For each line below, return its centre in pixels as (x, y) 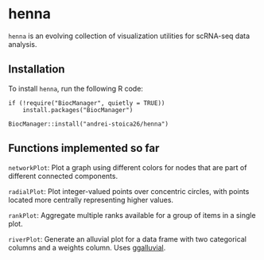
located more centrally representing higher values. (91, 200)
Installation (37, 70)
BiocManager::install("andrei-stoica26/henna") (89, 124)
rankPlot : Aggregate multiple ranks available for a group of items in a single (132, 215)
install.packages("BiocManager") (78, 110)
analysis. (23, 44)
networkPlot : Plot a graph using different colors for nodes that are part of (128, 167)
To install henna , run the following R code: (76, 88)
